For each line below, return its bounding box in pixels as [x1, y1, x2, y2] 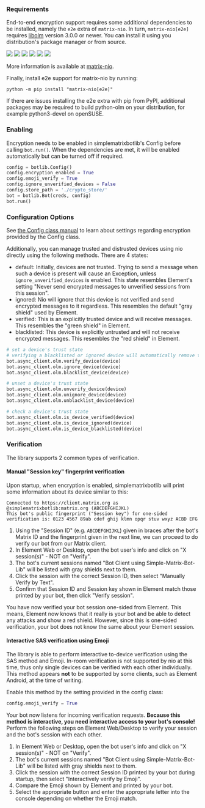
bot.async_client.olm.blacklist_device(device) [6, 369, 130, 376]
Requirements [6, 5, 49, 13]
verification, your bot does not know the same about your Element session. [6, 623, 195, 630]
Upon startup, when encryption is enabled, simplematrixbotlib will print [6, 481, 185, 489]
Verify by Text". [15, 579, 54, 586]
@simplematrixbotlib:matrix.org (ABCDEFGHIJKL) [6, 505, 130, 511]
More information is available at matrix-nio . [6, 63, 114, 70]
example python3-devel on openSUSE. [6, 110, 104, 117]
